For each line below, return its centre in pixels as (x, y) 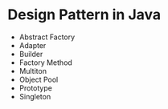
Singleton (35, 96)
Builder (31, 54)
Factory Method (46, 63)
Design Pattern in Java (84, 15)
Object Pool (39, 79)
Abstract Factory (47, 37)
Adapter (33, 45)
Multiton (33, 71)
